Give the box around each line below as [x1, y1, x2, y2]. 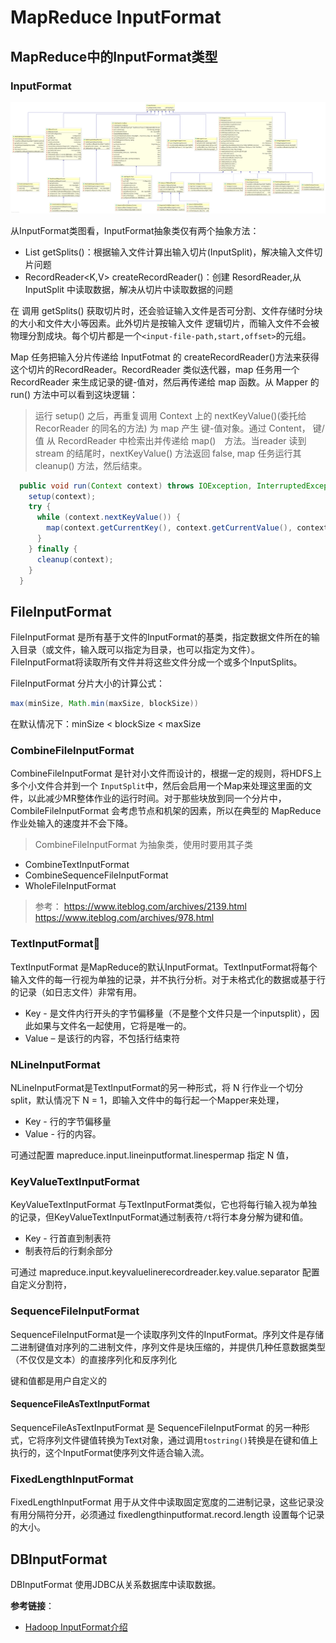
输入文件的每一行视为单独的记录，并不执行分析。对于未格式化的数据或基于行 [10, 973, 326, 985]
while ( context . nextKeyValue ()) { [36, 512, 182, 523]
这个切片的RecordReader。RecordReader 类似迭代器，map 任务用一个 [10, 363, 300, 375]
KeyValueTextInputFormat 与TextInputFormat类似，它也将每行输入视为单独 [10, 1199, 318, 1211]
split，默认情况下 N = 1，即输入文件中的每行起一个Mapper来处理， [10, 1094, 285, 1106]
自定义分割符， [10, 1279, 72, 1291]
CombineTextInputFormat [24, 859, 130, 871]
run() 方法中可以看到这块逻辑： [10, 388, 138, 400]
